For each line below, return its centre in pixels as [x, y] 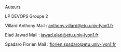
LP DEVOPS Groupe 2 [27, 16]
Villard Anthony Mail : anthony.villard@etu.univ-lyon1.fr [59, 26]
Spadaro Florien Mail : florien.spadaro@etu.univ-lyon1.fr [60, 44]
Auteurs [13, 7]
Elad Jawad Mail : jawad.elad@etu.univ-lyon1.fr [52, 35]
